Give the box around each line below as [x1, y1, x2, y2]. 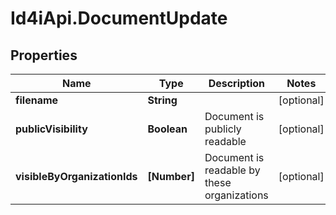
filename [15, 93, 59, 107]
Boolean [147, 122, 188, 136]
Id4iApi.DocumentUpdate [10, 7, 228, 30]
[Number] [147, 170, 195, 183]
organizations [204, 188, 269, 202]
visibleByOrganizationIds [15, 170, 138, 183]
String [147, 93, 178, 107]
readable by [204, 163, 261, 177]
